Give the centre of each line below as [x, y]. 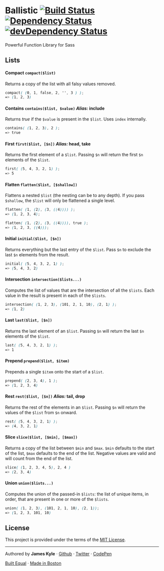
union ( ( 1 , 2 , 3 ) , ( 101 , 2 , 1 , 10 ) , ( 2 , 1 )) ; [52, 508]
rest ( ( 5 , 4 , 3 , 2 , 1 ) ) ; [31, 422]
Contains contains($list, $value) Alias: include [55, 108]
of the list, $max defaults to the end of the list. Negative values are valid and [81, 453]
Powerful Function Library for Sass [40, 45]
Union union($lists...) [29, 483]
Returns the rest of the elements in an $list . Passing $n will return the [75, 407]
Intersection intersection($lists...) [43, 279]
